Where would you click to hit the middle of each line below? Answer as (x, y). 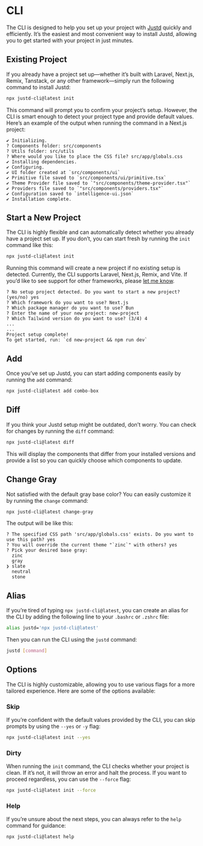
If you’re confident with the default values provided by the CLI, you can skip (101, 720)
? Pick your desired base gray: (47, 551)
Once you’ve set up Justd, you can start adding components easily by (94, 373)
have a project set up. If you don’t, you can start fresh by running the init (98, 239)
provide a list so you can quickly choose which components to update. (95, 460)
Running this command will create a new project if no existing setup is (93, 268)
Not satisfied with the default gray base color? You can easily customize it (98, 494)
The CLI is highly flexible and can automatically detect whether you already (100, 232)
